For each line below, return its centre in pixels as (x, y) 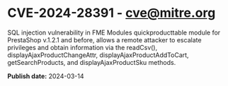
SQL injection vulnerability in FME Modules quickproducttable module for (114, 32)
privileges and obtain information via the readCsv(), (82, 47)
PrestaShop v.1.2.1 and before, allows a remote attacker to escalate (104, 39)
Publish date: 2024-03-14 (46, 76)
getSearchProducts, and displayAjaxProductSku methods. (92, 62)
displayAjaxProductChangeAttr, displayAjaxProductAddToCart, (98, 55)
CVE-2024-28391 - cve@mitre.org (112, 13)
